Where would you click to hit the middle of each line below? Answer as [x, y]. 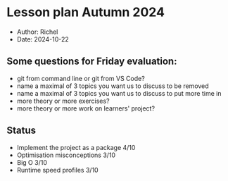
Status [21, 131]
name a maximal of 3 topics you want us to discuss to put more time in [119, 93]
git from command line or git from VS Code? [81, 78]
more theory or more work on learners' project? [86, 108]
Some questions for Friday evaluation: [92, 62]
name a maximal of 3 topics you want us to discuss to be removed [113, 86]
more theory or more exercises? [63, 101]
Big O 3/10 [32, 162]
